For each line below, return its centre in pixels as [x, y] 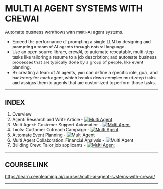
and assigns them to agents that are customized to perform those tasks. [84, 82]
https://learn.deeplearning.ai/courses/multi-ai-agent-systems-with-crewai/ [80, 176]
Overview [22, 114]
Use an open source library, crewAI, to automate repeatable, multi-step [83, 52]
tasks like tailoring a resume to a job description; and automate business [84, 57]
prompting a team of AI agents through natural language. [69, 47]
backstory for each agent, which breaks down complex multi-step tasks [84, 78]
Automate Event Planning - [39, 135]
